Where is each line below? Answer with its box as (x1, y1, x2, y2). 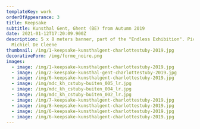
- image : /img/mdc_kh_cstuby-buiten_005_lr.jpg (11, 81, 132, 87)
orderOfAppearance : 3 (6, 14, 60, 20)
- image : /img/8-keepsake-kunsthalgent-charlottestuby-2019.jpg (11, 102, 174, 109)
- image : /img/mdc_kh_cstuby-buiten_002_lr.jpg (11, 92, 132, 97)
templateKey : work (6, 8, 52, 15)
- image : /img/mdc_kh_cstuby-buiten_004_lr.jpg (11, 86, 132, 92)
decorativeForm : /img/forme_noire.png (6, 53, 102, 59)
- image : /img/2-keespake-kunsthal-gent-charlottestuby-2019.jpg (11, 70, 177, 75)
